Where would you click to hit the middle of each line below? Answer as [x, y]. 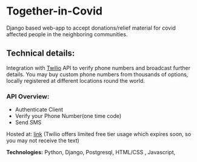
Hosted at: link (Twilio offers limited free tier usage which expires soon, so [99, 134]
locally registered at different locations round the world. [76, 80]
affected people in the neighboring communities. [67, 34]
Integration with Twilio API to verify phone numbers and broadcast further [98, 68]
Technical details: [41, 53]
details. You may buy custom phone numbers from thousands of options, [97, 74]
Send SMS [28, 123]
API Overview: [28, 96]
